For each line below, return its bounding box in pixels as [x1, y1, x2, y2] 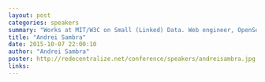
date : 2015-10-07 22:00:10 [8, 41, 97, 48]
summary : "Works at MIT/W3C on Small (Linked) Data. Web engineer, [8, 26, 235, 34]
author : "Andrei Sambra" [8, 48, 90, 55]
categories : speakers [8, 19, 80, 27]
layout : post [8, 11, 51, 20]
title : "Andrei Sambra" [8, 33, 87, 41]
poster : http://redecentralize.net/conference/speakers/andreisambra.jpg [8, 55, 256, 63]
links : [8, 62, 30, 70]
